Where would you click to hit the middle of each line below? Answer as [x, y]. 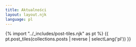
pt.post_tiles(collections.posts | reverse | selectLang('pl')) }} [68, 39]
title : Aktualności [26, 10]
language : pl [19, 19]
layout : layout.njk [26, 15]
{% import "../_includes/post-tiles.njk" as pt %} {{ [57, 34]
